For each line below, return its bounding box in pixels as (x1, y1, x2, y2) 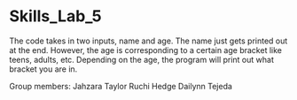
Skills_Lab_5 (9, 6, 102, 27)
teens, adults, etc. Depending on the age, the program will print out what (9, 54, 275, 65)
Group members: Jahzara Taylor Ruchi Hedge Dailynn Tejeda (9, 81, 233, 91)
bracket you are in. (9, 64, 78, 74)
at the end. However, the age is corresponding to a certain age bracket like (9, 44, 282, 55)
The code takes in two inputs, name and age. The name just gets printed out (9, 35, 288, 46)
